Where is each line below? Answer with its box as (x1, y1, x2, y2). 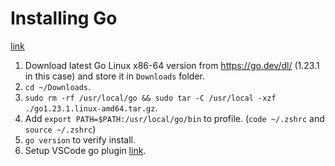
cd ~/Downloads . (24, 80, 92, 92)
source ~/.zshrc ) (24, 123, 97, 135)
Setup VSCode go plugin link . (24, 144, 147, 156)
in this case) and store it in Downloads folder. (24, 70, 206, 82)
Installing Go (10, 7, 118, 30)
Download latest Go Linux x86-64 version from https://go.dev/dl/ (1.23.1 (24, 59, 320, 71)
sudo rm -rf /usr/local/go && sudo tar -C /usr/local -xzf (24, 93, 277, 103)
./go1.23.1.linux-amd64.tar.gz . (24, 102, 158, 114)
